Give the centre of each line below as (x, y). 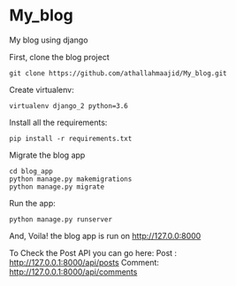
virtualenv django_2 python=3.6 (69, 106)
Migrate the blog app (47, 155)
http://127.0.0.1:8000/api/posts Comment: (84, 262)
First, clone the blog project (59, 57)
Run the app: (32, 203)
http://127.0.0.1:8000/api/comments (73, 272)
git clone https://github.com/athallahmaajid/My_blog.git (118, 73)
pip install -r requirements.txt (71, 138)
